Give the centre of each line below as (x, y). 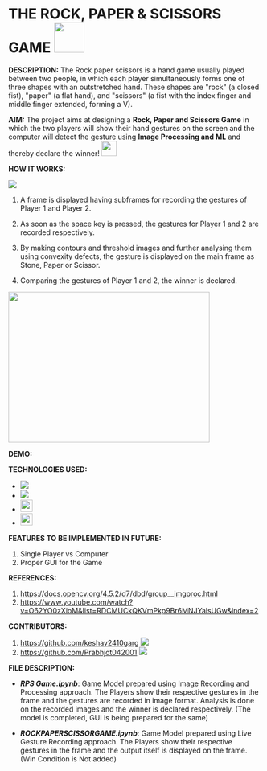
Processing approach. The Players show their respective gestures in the (139, 691)
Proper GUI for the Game (61, 562)
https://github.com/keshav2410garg (79, 642)
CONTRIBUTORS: (38, 626)
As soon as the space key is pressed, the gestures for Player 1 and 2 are (140, 224)
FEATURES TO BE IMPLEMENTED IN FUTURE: (85, 538)
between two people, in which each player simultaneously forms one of (127, 78)
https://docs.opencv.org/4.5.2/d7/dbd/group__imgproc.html (119, 593)
